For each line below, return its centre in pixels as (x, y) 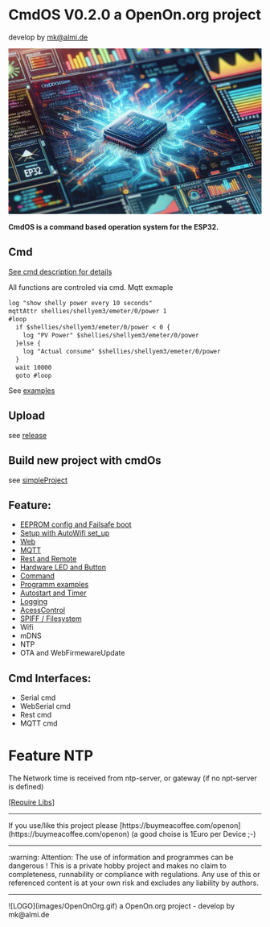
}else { (29, 343)
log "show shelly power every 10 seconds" (80, 303)
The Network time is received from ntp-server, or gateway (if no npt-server (133, 778)
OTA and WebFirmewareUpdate (72, 653)
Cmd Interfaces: (50, 678)
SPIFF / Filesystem (51, 619)
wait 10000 (34, 367)
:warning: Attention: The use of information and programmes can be (121, 857)
